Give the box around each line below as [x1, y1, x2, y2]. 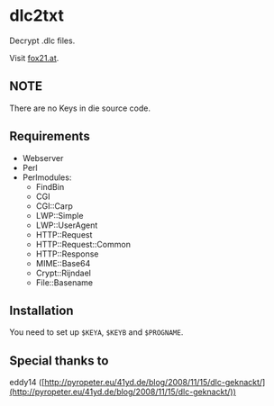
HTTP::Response [35, 248, 99, 259]
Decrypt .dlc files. [9, 35, 76, 46]
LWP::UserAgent [35, 220, 98, 230]
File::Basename [35, 276, 93, 288]
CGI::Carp [35, 200, 74, 212]
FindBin [35, 181, 65, 192]
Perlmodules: [22, 172, 72, 183]
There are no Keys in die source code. [9, 103, 151, 113]
